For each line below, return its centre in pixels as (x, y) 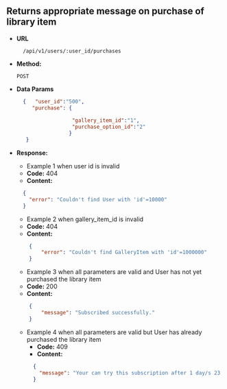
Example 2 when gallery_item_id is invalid (85, 219)
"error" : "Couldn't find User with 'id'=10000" (98, 199)
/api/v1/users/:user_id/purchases (72, 51)
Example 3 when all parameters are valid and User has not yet (114, 272)
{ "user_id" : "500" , (54, 101)
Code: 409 (52, 347)
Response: (32, 153)
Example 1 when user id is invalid (73, 166)
